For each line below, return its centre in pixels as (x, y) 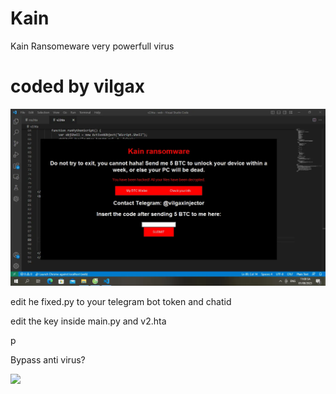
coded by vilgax (78, 86)
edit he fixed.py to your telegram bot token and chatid (121, 301)
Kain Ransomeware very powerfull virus (92, 46)
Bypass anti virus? (48, 359)
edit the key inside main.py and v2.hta (88, 321)
